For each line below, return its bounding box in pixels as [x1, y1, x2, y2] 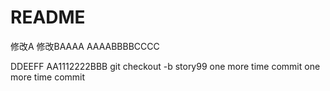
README [10, 6, 86, 29]
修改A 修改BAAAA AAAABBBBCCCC [10, 40, 160, 52]
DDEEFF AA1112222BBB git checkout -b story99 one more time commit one [10, 60, 321, 72]
